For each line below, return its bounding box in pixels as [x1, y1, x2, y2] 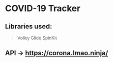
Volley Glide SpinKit [17, 35, 57, 41]
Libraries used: [5, 22, 53, 31]
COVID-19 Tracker [5, 3, 81, 14]
